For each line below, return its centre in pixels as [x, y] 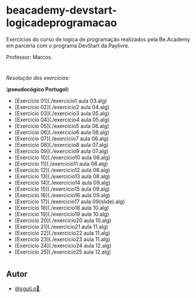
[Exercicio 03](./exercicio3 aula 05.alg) [62, 114]
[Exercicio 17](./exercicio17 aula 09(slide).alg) [70, 201]
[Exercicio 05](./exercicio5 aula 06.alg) [62, 126]
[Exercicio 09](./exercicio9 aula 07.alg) [61, 151]
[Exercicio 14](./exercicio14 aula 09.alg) [63, 183]
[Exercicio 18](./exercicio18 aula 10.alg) [62, 208]
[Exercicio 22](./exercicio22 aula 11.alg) [62, 233]
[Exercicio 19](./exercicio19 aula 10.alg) [62, 214]
